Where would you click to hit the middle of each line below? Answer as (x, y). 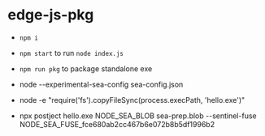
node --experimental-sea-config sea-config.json (101, 84)
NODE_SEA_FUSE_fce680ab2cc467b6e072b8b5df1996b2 (117, 124)
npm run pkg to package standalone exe (86, 68)
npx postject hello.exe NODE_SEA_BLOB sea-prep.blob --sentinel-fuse (138, 116)
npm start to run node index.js (71, 53)
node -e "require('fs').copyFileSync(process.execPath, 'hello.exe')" (132, 100)
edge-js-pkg (51, 15)
